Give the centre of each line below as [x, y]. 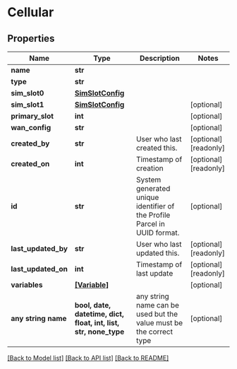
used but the [157, 314]
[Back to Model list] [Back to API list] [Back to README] [88, 358]
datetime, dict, [99, 314]
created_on [30, 164]
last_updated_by [39, 248]
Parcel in [151, 224]
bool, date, [93, 305]
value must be [160, 323]
